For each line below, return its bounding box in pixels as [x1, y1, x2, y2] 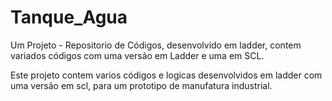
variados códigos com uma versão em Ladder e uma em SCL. [10, 49, 265, 61]
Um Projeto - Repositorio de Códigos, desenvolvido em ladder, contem [10, 39, 302, 51]
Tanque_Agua [10, 6, 128, 29]
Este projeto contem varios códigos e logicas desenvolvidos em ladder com [10, 69, 323, 81]
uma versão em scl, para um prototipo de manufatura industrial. [10, 79, 273, 91]
